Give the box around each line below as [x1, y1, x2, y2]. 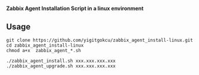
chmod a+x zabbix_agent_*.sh [6, 48, 82, 54]
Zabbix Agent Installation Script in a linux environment [6, 5, 144, 12]
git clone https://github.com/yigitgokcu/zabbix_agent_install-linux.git [6, 37, 194, 44]
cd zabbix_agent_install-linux [6, 43, 84, 48]
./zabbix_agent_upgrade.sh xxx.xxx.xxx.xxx [6, 63, 116, 69]
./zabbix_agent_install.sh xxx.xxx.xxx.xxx [6, 58, 116, 64]
